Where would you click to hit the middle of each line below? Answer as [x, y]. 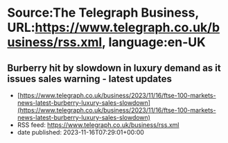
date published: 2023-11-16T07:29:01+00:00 [80, 132]
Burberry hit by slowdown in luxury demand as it [114, 68]
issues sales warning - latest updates [89, 79]
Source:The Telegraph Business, [103, 13]
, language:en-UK [154, 42]
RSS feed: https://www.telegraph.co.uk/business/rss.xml [98, 125]
